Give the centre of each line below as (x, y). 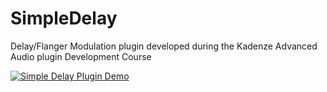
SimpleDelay (64, 18)
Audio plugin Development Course (81, 56)
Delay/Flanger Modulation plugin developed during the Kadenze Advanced (164, 46)
